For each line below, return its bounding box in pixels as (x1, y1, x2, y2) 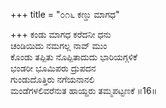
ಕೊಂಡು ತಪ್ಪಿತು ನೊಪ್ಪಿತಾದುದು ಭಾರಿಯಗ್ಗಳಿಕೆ (10, 51, 138, 63)
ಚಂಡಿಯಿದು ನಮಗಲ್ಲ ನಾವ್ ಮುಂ (10, 40, 108, 51)
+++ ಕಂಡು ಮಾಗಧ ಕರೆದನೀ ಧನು (10, 29, 112, 40)
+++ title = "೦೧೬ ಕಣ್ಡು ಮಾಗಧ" (10, 9, 120, 20)
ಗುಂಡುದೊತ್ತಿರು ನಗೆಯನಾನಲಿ (10, 74, 95, 85)
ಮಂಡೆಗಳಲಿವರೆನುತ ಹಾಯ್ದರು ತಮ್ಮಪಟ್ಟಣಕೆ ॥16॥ (10, 85, 158, 96)
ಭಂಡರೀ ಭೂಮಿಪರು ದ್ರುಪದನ (10, 62, 97, 74)
